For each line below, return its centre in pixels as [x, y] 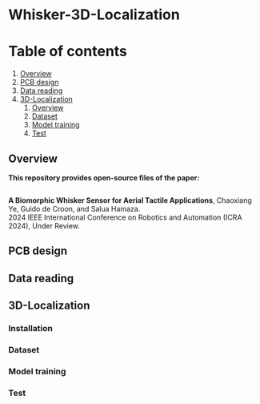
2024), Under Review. [44, 225]
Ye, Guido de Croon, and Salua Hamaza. [74, 208]
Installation [31, 329]
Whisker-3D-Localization [94, 15]
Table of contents [68, 52]
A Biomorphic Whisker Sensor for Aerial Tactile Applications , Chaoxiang [130, 200]
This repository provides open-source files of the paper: [104, 177]
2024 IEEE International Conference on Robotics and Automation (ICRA [125, 217]
